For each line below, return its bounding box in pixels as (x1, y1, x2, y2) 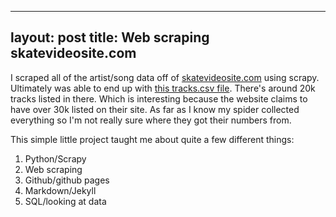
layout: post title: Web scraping (10, 29, 210, 46)
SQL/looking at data (24, 195, 107, 207)
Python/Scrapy (24, 152, 87, 165)
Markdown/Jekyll (24, 184, 97, 196)
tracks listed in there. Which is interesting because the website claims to (10, 92, 308, 105)
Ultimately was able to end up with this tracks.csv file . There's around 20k (10, 82, 316, 94)
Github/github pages (24, 174, 110, 186)
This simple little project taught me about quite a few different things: (10, 133, 295, 145)
